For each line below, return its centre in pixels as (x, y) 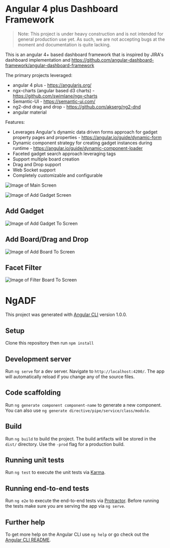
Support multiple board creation (46, 159)
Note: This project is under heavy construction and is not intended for (91, 34)
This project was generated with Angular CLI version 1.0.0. (66, 315)
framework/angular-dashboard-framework (50, 65)
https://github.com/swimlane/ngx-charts (55, 96)
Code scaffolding (33, 393)
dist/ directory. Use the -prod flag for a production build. (65, 444)
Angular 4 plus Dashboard (62, 9)
